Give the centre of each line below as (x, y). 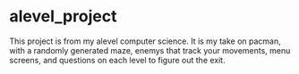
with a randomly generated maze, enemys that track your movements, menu (150, 50)
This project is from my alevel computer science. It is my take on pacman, (145, 41)
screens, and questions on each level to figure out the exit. (117, 60)
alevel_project (63, 16)
